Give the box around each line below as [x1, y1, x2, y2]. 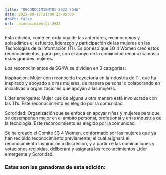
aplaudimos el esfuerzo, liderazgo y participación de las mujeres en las [5, 40, 150, 46]
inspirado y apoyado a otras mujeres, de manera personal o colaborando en [5, 80, 160, 86]
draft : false [5, 16, 32, 21]
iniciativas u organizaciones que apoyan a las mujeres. [5, 85, 116, 92]
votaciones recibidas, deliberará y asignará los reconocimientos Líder [5, 146, 147, 152]
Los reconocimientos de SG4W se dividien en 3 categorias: [5, 65, 126, 71]
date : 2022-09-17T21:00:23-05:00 [5, 12, 74, 17]
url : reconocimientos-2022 [5, 21, 61, 26]
